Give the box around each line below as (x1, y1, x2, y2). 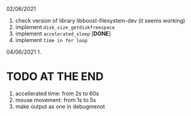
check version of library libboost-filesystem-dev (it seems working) (15, 17, 185, 24)
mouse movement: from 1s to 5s (15, 96, 96, 103)
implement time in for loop (15, 37, 88, 43)
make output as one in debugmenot (15, 103, 105, 110)
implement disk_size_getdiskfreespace (15, 24, 115, 31)
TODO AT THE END (6, 70, 104, 84)
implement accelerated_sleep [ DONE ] (15, 30, 111, 37)
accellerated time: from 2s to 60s (15, 90, 99, 97)
